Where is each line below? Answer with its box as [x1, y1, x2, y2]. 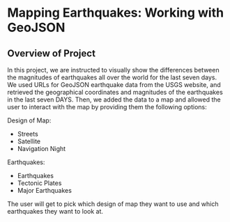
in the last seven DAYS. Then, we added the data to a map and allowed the [7, 95, 221, 104]
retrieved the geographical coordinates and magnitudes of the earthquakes [7, 88, 223, 96]
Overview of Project [7, 47, 96, 59]
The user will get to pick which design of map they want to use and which [7, 200, 219, 208]
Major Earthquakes [17, 187, 72, 194]
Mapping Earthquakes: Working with [7, 5, 224, 21]
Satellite [17, 137, 41, 145]
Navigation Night [17, 145, 66, 152]
